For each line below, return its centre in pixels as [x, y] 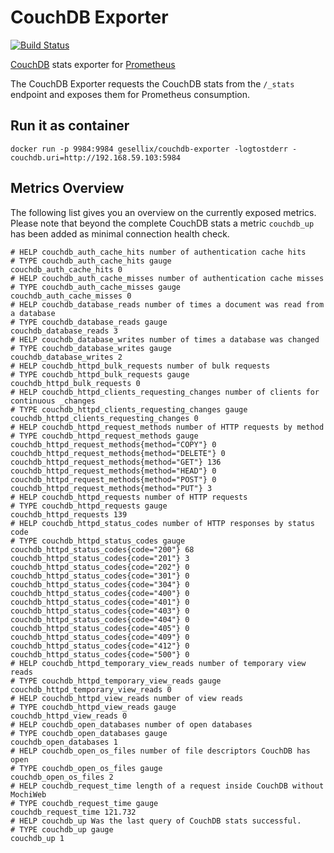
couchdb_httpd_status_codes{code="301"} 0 [100, 576]
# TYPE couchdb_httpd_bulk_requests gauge [100, 374]
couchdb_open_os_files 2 [62, 777]
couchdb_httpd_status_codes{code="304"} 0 [100, 584]
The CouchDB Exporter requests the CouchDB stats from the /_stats [152, 83]
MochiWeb [28, 794]
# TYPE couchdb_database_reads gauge [89, 322]
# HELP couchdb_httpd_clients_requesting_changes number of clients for [165, 392]
